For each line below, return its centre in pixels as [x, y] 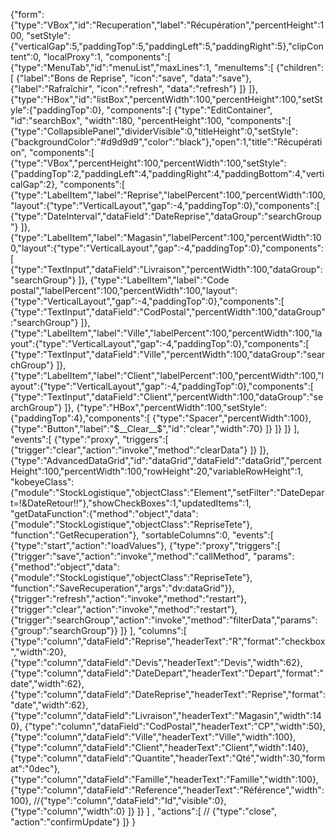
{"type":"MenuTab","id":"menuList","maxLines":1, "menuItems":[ [142, 67]
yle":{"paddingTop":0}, [57, 110]
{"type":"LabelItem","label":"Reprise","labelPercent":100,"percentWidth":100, [168, 195]
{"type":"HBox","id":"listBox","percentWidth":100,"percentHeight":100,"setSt [166, 99]
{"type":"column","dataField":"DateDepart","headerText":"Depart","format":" [167, 673]
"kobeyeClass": [42, 482]
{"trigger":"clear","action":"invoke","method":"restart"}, [124, 609]
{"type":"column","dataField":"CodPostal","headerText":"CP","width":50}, [175, 726]
